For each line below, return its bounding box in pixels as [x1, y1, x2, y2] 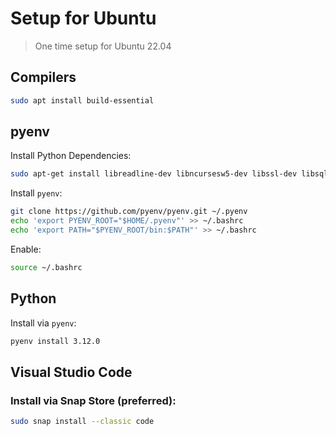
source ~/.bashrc [10, 262, 83, 272]
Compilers [10, 69, 77, 86]
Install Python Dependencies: [10, 150, 132, 162]
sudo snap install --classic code [10, 417, 155, 427]
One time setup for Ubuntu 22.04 [34, 40, 172, 52]
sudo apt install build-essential [10, 95, 155, 106]
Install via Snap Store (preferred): [10, 393, 177, 407]
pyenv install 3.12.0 [10, 336, 101, 346]
